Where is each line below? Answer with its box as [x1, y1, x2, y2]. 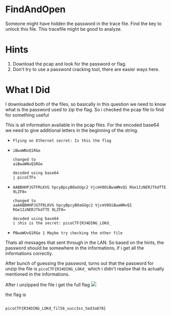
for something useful [5, 111, 50, 118]
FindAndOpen [5, 4, 66, 15]
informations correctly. [5, 250, 53, 256]
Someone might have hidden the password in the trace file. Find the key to [5, 20, 162, 27]
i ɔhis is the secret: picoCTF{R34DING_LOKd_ [12, 220, 111, 225]
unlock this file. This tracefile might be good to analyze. [5, 26, 123, 32]
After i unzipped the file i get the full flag [5, 281, 90, 287]
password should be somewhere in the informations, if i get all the [5, 244, 144, 251]
